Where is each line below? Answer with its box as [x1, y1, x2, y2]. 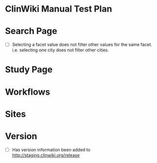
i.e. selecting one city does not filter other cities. [12, 47, 109, 53]
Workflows [5, 86, 50, 98]
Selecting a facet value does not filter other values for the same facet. [12, 42, 152, 48]
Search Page [5, 26, 57, 37]
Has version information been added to [12, 147, 91, 152]
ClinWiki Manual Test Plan [5, 3, 112, 15]
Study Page [5, 64, 52, 75]
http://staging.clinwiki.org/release [12, 152, 80, 158]
